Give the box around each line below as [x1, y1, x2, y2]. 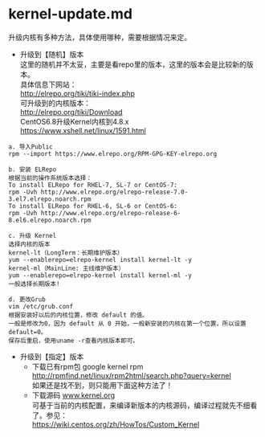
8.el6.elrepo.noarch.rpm [8, 216, 92, 224]
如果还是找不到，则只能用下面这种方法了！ [31, 380, 173, 390]
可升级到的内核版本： [19, 98, 91, 108]
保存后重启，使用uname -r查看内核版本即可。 [8, 337, 139, 345]
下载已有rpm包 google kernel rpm [31, 361, 144, 371]
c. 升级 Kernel [8, 231, 57, 239]
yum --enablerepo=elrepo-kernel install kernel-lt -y [8, 255, 193, 263]
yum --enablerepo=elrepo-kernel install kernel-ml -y [8, 271, 193, 280]
